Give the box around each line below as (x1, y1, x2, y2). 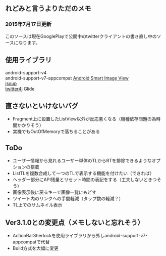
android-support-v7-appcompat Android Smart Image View (5, 75, 129, 81)
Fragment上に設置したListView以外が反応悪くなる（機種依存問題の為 (12, 116, 156, 122)
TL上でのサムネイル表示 (12, 202, 63, 208)
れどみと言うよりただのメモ (5, 4, 91, 13)
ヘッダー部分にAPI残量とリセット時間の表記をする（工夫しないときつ (12, 177, 157, 183)
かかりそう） (17, 122, 44, 129)
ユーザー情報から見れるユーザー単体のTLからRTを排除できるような (12, 158, 152, 164)
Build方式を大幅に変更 (12, 245, 59, 251)
